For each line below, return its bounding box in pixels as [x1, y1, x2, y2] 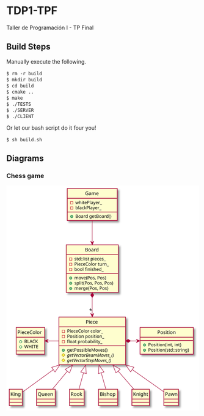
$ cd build [6, 83, 34, 89]
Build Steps [6, 42, 51, 52]
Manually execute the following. [6, 58, 87, 65]
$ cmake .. [6, 89, 34, 95]
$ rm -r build [6, 70, 43, 76]
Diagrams [6, 154, 44, 164]
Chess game [6, 172, 45, 180]
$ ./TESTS [6, 101, 32, 107]
